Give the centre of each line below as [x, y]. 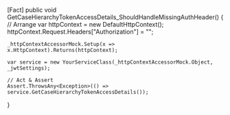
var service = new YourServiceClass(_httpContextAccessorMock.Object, [110, 62]
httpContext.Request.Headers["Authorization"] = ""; [80, 31]
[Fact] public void [32, 10]
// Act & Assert [30, 80]
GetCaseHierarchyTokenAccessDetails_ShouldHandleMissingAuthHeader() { [115, 17]
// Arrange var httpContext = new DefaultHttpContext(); [85, 24]
